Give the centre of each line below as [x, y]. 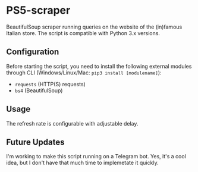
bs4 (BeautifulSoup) [39, 90]
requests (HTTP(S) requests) [50, 84]
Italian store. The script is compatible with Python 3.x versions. [83, 33]
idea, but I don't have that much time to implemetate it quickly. [82, 163]
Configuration [33, 52]
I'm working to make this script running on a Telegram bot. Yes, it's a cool [96, 157]
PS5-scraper [38, 10]
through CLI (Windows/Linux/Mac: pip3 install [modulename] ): [84, 73]
